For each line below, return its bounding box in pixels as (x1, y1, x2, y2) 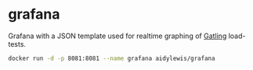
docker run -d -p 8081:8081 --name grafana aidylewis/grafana (8, 54, 215, 62)
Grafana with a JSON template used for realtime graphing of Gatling (8, 31, 227, 40)
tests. (8, 39, 26, 48)
